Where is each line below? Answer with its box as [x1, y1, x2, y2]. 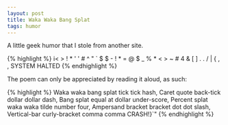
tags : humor [7, 23, 41, 29]
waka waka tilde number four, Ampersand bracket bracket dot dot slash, [7, 103, 211, 111]
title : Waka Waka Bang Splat [7, 16, 90, 23]
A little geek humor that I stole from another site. [7, 42, 144, 50]
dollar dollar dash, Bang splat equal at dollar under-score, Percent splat [7, 96, 208, 104]
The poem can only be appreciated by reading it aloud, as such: [7, 75, 187, 83]
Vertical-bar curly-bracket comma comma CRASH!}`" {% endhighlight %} [7, 110, 214, 118]
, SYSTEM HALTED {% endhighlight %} [7, 62, 118, 70]
